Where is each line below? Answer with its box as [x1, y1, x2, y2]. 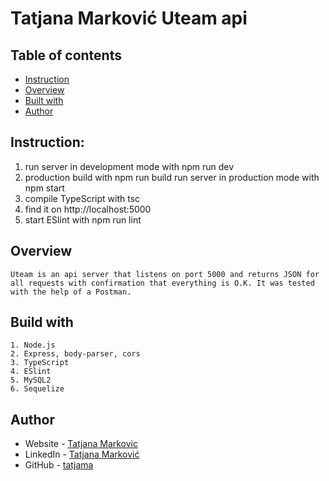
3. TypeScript [10, 358, 70, 368]
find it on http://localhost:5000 [24, 203, 152, 215]
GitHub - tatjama [24, 459, 94, 471]
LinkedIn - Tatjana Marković [24, 448, 140, 461]
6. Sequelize [10, 384, 65, 394]
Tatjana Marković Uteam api [10, 7, 248, 30]
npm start [24, 182, 65, 194]
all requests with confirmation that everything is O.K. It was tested [10, 278, 315, 288]
